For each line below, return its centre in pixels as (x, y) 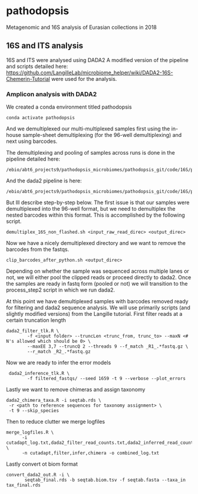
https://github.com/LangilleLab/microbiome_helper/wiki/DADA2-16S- (90, 73)
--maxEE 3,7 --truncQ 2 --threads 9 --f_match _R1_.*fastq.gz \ (108, 346)
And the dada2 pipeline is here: (44, 181)
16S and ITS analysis (45, 46)
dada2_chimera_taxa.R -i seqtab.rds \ (54, 400)
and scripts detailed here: (37, 66)
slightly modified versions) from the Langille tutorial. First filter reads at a (94, 314)
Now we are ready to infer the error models (59, 363)
